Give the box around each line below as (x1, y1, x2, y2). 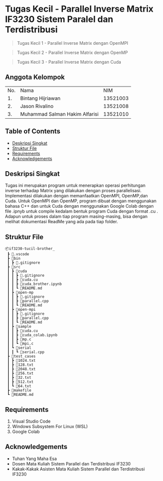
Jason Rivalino (20, 103, 54, 109)
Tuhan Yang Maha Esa (12, 456, 57, 462)
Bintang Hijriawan (20, 95, 61, 102)
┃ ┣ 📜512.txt (7, 379, 34, 385)
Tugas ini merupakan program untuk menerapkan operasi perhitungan (5, 182, 146, 188)
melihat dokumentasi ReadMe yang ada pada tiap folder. (5, 219, 118, 225)
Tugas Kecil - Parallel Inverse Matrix (5, 3, 154, 15)
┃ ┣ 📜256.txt (7, 371, 34, 376)
